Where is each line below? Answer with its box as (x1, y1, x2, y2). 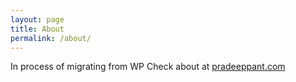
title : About (10, 24, 65, 34)
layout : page (10, 14, 65, 25)
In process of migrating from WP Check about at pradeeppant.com (10, 61, 286, 73)
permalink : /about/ (10, 33, 92, 43)
